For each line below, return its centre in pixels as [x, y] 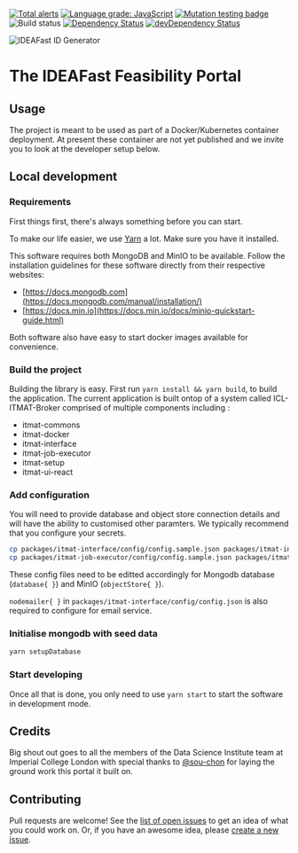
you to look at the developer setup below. [85, 149]
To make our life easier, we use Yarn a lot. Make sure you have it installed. [144, 239]
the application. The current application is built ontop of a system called [141, 398]
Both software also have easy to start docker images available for [129, 337]
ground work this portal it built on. [71, 771]
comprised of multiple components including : [146, 407]
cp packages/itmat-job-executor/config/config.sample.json [121, 558]
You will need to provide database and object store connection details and [145, 514]
